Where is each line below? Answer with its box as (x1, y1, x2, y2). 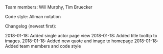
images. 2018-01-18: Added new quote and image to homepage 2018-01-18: (5, 38, 158, 44)
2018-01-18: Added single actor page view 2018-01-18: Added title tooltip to (5, 33, 158, 38)
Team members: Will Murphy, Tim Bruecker (5, 4, 93, 10)
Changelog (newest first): (5, 23, 57, 29)
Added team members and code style (5, 43, 81, 49)
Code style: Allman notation (5, 14, 61, 19)
